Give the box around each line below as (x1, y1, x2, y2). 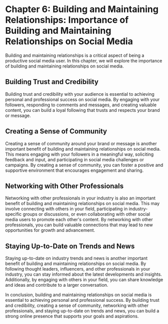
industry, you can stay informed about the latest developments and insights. (5, 271, 162, 278)
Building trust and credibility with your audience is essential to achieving (5, 91, 154, 97)
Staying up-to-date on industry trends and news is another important (5, 255, 148, 262)
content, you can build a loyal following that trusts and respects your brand (5, 107, 160, 113)
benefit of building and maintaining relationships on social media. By (5, 261, 146, 267)
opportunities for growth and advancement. (5, 227, 95, 233)
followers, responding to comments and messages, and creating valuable (5, 102, 157, 108)
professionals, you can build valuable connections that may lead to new (5, 222, 153, 228)
